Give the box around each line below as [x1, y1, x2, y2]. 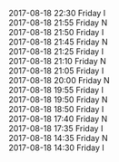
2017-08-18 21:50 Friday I [8, 27, 104, 37]
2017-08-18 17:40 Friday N [8, 113, 108, 124]
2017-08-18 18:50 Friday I [8, 104, 104, 114]
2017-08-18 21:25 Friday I [8, 46, 104, 57]
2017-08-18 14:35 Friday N [8, 133, 108, 143]
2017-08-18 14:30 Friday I [8, 142, 105, 153]
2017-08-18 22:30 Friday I [8, 8, 106, 18]
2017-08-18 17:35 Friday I [8, 123, 104, 134]
